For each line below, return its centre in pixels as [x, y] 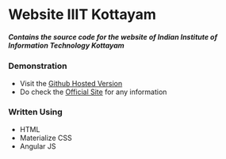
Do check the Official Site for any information [93, 92]
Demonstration [38, 66]
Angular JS [38, 146]
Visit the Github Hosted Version [71, 83]
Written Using [36, 112]
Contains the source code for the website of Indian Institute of [113, 36]
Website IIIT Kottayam [82, 15]
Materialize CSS [46, 138]
